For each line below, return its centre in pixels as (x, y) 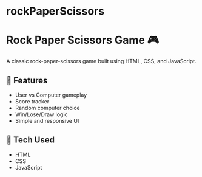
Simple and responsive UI (47, 120)
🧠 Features (27, 80)
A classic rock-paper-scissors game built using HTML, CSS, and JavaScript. (101, 61)
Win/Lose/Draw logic (41, 114)
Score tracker (32, 101)
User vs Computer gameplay (51, 95)
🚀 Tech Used (30, 140)
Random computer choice (47, 108)
